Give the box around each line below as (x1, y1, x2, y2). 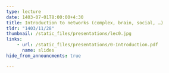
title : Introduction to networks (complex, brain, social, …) (6, 20, 164, 26)
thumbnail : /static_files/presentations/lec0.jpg (6, 31, 132, 37)
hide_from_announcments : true (6, 53, 82, 59)
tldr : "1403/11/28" (6, 25, 55, 31)
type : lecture (6, 8, 42, 15)
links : (6, 36, 23, 42)
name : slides (21, 47, 55, 53)
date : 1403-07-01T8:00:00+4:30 (6, 14, 84, 20)
